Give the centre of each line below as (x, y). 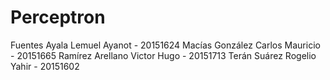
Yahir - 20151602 (45, 66)
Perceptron (58, 17)
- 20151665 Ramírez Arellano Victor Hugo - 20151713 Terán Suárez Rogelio (163, 55)
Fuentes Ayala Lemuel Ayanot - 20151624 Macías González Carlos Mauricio (165, 45)
